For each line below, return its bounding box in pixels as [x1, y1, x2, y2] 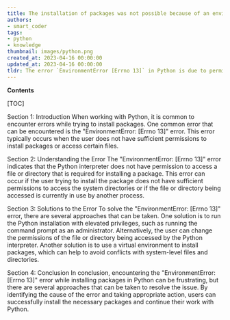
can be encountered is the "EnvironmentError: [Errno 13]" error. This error [7, 127, 215, 135]
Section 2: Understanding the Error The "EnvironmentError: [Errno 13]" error [7, 155, 221, 163]
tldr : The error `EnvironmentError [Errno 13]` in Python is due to [7, 67, 207, 74]
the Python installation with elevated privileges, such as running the [7, 219, 198, 227]
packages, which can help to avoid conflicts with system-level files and [7, 248, 208, 256]
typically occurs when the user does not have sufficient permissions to [7, 134, 207, 142]
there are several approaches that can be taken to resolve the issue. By [7, 283, 208, 291]
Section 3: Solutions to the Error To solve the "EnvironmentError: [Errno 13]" [7, 204, 221, 213]
